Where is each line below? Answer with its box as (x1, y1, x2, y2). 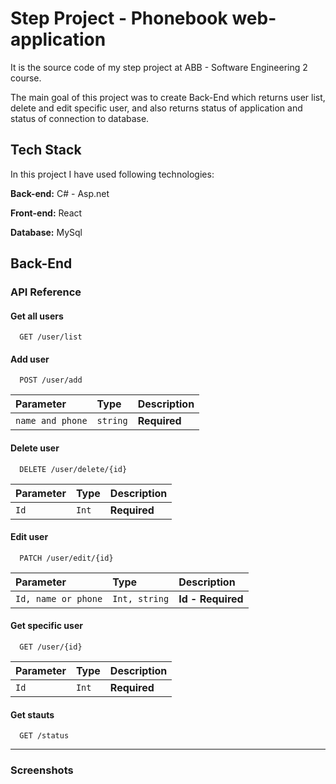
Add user (10, 353, 50, 365)
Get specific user (10, 620, 83, 632)
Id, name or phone (15, 593, 103, 604)
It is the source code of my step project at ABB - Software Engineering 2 (10, 61, 308, 73)
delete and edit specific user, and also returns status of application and (10, 102, 303, 114)
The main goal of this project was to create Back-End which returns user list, (10, 91, 326, 103)
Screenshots (10, 763, 74, 777)
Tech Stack (10, 142, 82, 159)
